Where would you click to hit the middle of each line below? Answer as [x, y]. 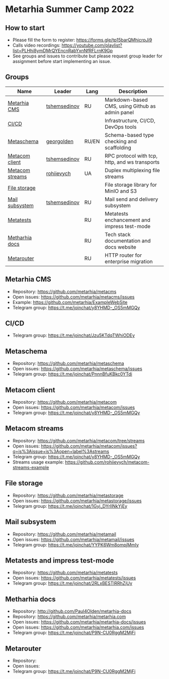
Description [133, 91]
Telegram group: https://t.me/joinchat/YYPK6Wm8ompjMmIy [76, 545]
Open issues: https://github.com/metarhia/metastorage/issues [77, 501]
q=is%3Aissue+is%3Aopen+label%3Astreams [61, 451]
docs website [121, 247]
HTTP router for [123, 255]
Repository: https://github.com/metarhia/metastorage [68, 495]
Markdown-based [126, 100]
